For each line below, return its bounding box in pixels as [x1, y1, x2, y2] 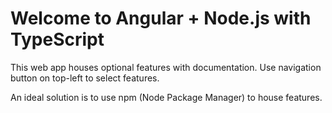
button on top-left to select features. [10, 72, 160, 84]
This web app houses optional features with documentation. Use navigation [10, 61, 322, 73]
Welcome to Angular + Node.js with [10, 7, 312, 30]
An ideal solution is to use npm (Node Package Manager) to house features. [10, 91, 323, 103]
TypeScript [10, 28, 105, 51]
